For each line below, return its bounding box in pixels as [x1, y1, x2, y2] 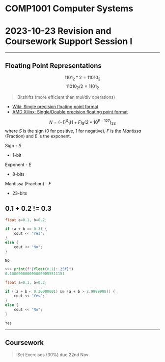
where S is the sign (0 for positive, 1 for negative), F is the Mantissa [5, 128, 141, 134]
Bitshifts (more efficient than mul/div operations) [17, 94, 115, 100]
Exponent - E [5, 162, 32, 167]
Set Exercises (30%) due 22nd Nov [17, 352, 89, 358]
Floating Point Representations [5, 61, 102, 70]
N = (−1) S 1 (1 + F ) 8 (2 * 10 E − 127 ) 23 [49, 118, 116, 126]
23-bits [12, 190, 27, 196]
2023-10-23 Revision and [5, 26, 111, 37]
